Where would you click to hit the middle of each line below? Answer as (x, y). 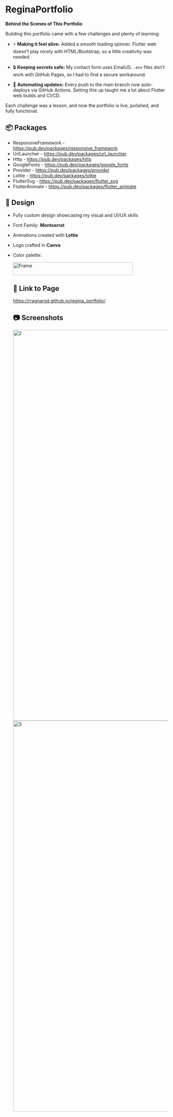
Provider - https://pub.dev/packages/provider (61, 170)
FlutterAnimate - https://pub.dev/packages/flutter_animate (74, 186)
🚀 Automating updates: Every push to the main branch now (76, 84)
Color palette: (27, 255)
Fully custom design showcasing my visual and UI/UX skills (75, 215)
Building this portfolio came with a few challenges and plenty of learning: (83, 33)
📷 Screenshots (38, 318)
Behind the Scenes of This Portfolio (44, 24)
